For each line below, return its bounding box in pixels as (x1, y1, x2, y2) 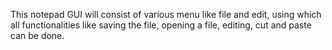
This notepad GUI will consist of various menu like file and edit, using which (10, 9, 322, 20)
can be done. (10, 30, 65, 41)
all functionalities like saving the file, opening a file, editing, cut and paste (10, 19, 312, 31)
